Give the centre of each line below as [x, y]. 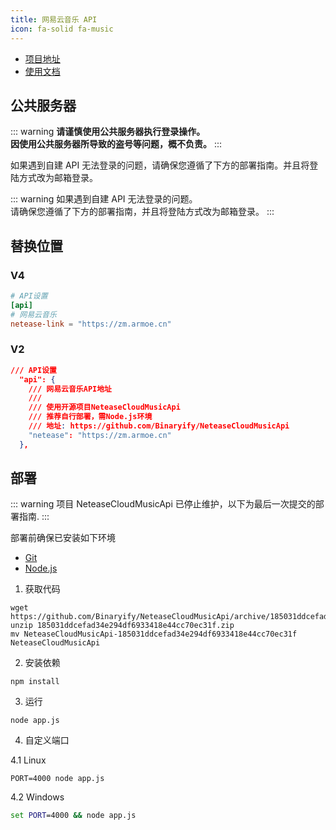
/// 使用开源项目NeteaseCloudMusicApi [104, 407]
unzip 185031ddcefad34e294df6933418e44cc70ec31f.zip [122, 626]
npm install [35, 682]
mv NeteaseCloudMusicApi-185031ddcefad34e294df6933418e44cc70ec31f [154, 634]
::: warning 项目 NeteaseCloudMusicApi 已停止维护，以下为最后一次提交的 [163, 504]
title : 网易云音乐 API [54, 19]
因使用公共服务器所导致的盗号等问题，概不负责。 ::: [116, 144]
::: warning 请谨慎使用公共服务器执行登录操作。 [108, 132]
